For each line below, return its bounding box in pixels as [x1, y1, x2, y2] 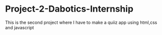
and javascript [5, 24, 34, 30]
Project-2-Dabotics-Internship [5, 3, 134, 15]
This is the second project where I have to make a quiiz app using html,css [5, 19, 158, 25]
